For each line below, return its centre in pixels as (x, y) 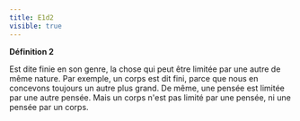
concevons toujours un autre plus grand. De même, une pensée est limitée (147, 88)
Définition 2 (31, 51)
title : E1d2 (31, 17)
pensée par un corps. (49, 107)
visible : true (36, 26)
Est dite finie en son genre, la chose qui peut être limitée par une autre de (145, 69)
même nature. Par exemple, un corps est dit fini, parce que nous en (134, 78)
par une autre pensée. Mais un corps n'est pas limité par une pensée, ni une (150, 97)
